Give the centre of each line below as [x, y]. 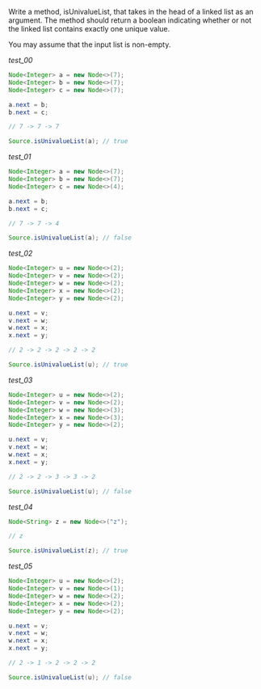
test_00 [21, 60]
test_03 [21, 380]
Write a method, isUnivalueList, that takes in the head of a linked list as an [131, 12]
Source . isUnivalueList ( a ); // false [70, 238]
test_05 [21, 566]
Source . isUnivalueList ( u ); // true [68, 365]
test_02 [21, 253]
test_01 [20, 157]
